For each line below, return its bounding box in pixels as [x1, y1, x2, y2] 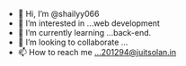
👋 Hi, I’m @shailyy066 [17, 9, 100, 19]
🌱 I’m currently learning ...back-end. [17, 28, 152, 37]
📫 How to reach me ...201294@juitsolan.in [17, 47, 177, 57]
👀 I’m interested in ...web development [17, 18, 160, 29]
